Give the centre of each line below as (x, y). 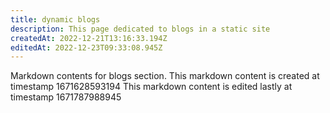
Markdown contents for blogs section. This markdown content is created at (165, 76)
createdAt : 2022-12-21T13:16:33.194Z (89, 38)
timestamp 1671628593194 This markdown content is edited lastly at (151, 87)
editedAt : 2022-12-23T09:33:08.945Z (86, 47)
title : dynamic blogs (55, 19)
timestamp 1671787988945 (66, 97)
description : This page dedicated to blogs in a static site (140, 29)
